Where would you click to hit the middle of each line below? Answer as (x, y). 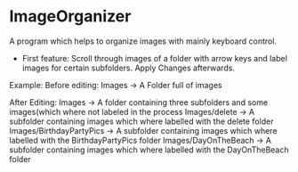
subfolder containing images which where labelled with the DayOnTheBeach (149, 150)
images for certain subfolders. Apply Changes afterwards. (129, 68)
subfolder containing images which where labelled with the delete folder (141, 121)
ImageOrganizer (70, 16)
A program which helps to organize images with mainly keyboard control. (143, 41)
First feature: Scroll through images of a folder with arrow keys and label (154, 58)
